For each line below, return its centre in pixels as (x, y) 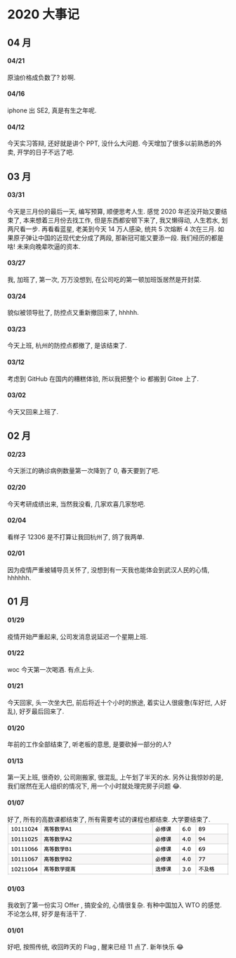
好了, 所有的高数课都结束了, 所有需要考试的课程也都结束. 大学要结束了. (109, 819)
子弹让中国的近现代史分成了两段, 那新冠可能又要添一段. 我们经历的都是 (121, 238)
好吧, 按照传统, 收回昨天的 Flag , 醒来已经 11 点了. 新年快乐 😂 (96, 947)
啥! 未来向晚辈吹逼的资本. (44, 246)
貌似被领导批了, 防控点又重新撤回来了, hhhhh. (73, 313)
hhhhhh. (19, 578)
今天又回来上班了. (33, 411)
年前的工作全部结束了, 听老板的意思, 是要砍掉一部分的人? (90, 744)
